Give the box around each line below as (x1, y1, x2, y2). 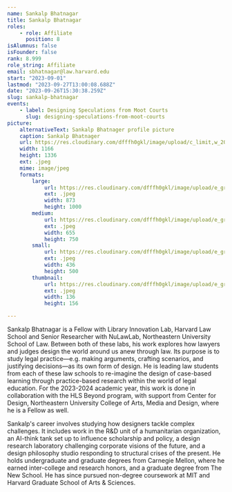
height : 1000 (43, 204, 81, 211)
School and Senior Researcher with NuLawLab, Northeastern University (7, 333, 211, 340)
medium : (32, 210, 54, 217)
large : (32, 177, 51, 184)
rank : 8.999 (7, 55, 41, 62)
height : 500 (43, 267, 79, 274)
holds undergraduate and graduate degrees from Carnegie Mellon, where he (7, 457, 225, 464)
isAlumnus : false (7, 42, 57, 49)
